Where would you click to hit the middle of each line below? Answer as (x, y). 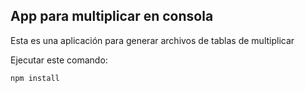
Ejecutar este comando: (59, 60)
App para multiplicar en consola (112, 16)
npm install (35, 78)
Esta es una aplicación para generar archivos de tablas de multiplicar (152, 40)
